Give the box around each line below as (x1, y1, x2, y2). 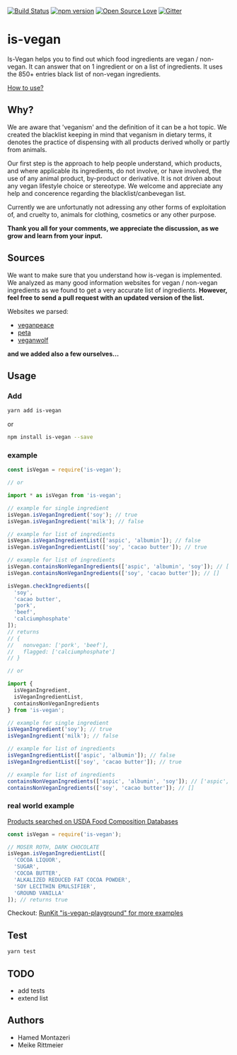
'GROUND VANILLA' (13, 890, 65, 897)
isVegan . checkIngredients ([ (7, 582, 91, 590)
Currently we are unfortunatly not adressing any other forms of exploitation (7, 202, 226, 211)
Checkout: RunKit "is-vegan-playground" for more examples (7, 909, 184, 917)
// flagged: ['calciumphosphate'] (7, 648, 115, 655)
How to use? (7, 83, 44, 92)
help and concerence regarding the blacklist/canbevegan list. (7, 189, 186, 197)
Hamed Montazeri (17, 1033, 71, 1042)
